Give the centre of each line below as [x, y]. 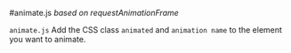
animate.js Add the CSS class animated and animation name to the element [146, 30]
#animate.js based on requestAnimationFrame [94, 13]
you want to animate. [48, 39]
